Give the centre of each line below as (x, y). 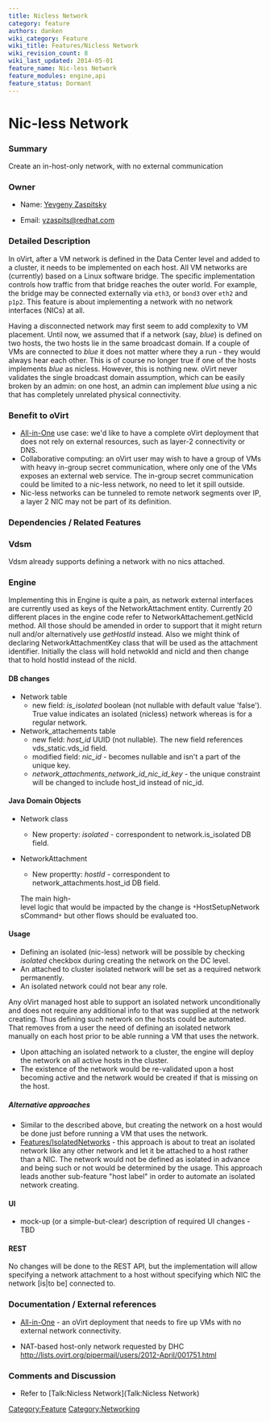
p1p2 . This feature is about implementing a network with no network (121, 301)
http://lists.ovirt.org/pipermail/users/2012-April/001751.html (118, 1355)
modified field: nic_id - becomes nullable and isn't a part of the (136, 756)
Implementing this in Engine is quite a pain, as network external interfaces (131, 600)
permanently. (42, 978)
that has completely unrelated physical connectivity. (95, 394)
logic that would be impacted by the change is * (117, 907)
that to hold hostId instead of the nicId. (73, 660)
